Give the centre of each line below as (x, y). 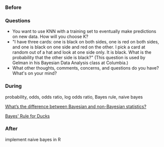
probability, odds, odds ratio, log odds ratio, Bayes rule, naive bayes (74, 97)
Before (13, 7)
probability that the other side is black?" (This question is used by (79, 58)
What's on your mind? (34, 73)
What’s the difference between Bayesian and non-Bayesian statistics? (76, 106)
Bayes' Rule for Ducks (28, 116)
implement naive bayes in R (33, 139)
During (14, 86)
